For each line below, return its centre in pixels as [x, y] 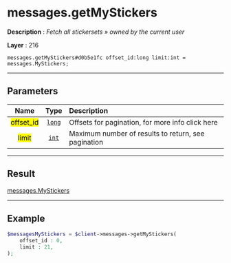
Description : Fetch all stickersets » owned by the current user [96, 32]
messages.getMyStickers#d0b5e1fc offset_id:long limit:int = [97, 57]
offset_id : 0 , [41, 241]
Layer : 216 [23, 45]
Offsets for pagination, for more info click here [143, 122]
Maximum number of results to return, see [136, 134]
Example [26, 218]
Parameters [33, 91]
